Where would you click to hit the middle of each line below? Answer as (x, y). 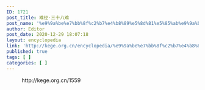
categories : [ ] (27, 63)
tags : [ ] (19, 57)
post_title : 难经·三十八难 (38, 18)
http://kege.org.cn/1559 (51, 80)
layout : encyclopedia (34, 40)
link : (13, 46)
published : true (27, 52)
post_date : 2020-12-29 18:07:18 (47, 35)
